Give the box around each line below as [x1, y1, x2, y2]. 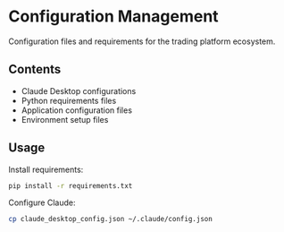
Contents [8, 62, 62, 77]
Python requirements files [21, 95, 117, 106]
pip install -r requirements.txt [8, 181, 133, 190]
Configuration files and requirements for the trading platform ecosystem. [8, 36, 276, 47]
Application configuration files [21, 105, 133, 116]
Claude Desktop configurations [21, 85, 137, 96]
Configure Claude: [8, 197, 76, 208]
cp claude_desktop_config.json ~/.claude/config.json [8, 215, 213, 224]
